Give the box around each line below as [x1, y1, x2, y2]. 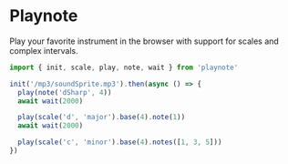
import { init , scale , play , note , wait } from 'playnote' [9, 63, 239, 72]
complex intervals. [9, 45, 79, 56]
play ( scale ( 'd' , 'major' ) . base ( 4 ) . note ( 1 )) [17, 113, 186, 122]
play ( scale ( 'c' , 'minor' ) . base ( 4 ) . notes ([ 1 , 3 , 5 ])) [17, 138, 222, 147]
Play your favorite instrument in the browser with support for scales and [9, 36, 280, 46]
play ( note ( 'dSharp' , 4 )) [17, 87, 112, 97]
